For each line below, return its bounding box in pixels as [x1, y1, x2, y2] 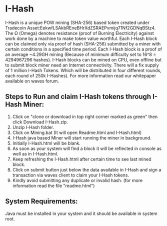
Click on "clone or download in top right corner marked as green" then [12, 113, 158, 119]
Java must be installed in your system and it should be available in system [5, 210, 157, 216]
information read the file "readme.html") [12, 182, 95, 188]
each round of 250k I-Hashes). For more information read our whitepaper [5, 72, 156, 78]
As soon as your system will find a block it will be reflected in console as [12, 145, 161, 151]
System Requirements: [5, 197, 78, 205]
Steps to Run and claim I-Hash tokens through [5, 92, 151, 101]
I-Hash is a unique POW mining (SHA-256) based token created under [5, 19, 150, 25]
